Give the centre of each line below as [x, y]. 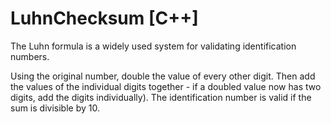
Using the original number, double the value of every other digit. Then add [163, 76]
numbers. [30, 56]
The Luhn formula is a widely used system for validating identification [153, 46]
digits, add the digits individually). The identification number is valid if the [161, 97]
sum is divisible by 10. [55, 108]
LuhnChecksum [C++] [104, 18]
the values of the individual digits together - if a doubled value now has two [166, 86]
